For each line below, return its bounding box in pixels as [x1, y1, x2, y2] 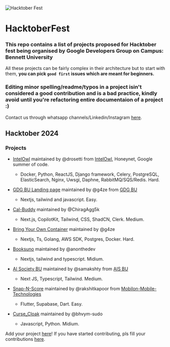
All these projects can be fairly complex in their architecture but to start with [5, 65, 165, 72]
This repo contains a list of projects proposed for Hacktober [5, 41, 157, 48]
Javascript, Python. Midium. [20, 321, 80, 327]
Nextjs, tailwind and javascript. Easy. [20, 197, 98, 203]
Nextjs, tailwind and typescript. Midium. [20, 256, 104, 262]
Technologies [12, 291, 42, 297]
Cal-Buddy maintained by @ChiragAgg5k [12, 206, 100, 213]
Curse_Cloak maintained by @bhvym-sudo [12, 311, 103, 317]
